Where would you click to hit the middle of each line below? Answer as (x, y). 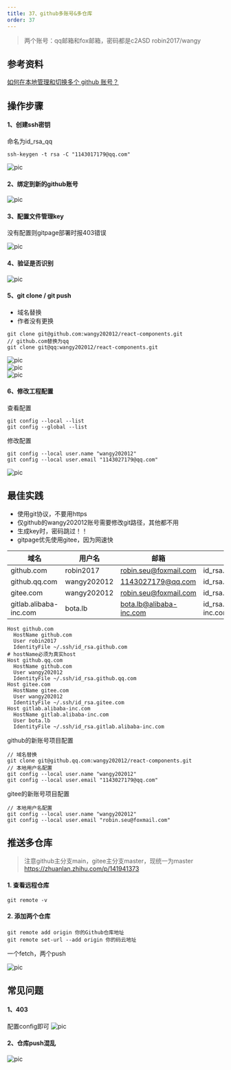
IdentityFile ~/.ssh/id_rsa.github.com (70, 647)
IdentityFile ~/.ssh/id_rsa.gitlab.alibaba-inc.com (89, 727)
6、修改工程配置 (30, 391)
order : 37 (21, 20)
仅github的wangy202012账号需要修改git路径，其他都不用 (98, 522)
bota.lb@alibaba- (148, 604)
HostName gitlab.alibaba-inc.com (61, 714)
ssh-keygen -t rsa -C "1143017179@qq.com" (69, 154)
